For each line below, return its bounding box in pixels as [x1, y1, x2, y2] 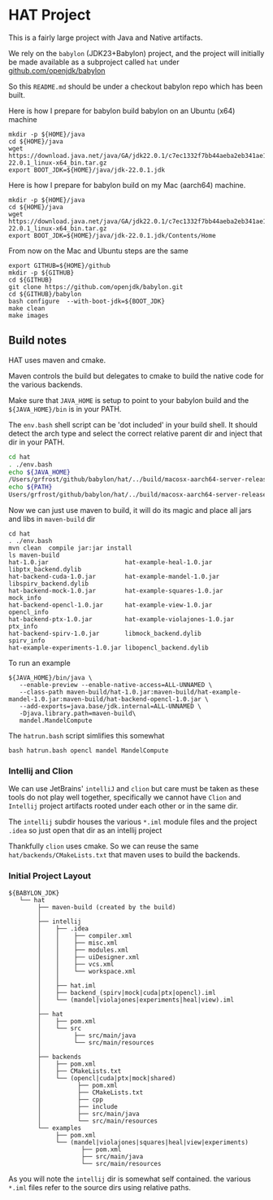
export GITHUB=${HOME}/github [8, 261, 111, 269]
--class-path [19, 688, 63, 696]
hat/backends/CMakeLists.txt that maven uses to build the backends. [8, 850, 240, 860]
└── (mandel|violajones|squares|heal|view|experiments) [55, 1138, 249, 1146]
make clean [8, 304, 45, 313]
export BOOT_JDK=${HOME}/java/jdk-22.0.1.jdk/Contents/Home [8, 231, 217, 239]
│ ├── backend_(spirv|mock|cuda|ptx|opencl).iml [37, 988, 217, 996]
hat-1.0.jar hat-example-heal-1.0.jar [8, 558, 213, 567]
